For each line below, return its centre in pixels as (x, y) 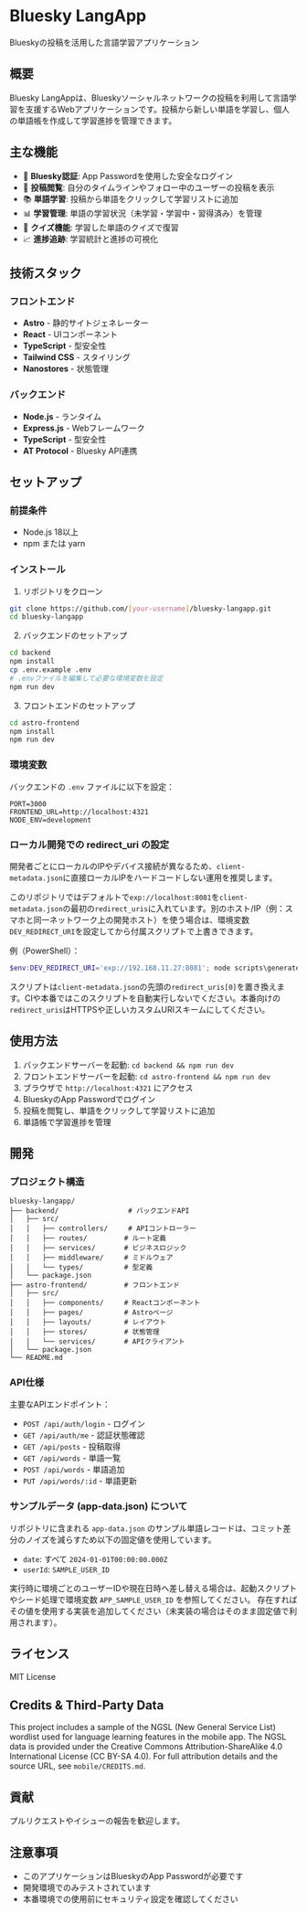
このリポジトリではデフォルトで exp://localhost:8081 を (115, 897)
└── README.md (37, 1358)
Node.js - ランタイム (62, 416)
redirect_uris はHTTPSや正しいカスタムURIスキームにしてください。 (140, 1009)
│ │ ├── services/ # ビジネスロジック (98, 1249)
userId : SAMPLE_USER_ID (66, 1569)
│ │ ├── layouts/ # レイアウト (88, 1323)
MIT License (33, 1676)
